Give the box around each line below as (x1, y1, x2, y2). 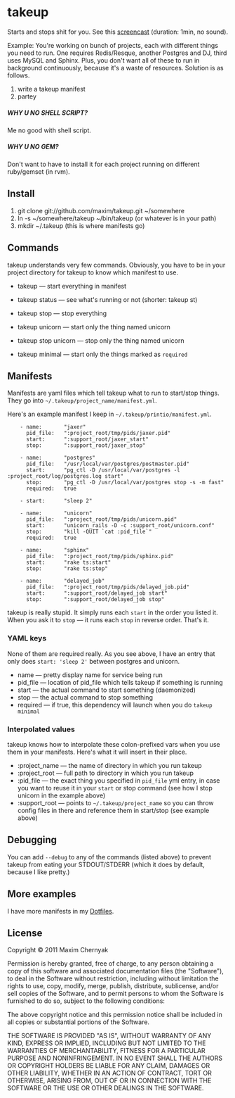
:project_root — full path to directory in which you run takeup (17, 769, 194, 777)
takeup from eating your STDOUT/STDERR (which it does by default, (7, 860, 205, 869)
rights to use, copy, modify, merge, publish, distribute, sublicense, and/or (7, 982, 219, 990)
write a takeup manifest (17, 84, 86, 93)
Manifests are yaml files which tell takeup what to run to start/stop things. (7, 389, 220, 398)
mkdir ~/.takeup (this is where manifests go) (17, 221, 145, 229)
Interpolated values (7, 724, 75, 734)
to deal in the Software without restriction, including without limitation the (7, 974, 219, 983)
